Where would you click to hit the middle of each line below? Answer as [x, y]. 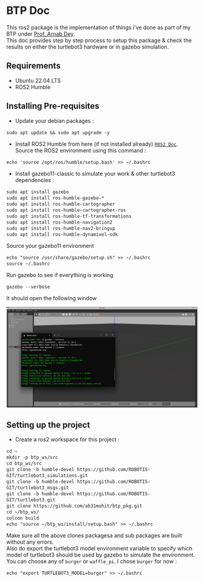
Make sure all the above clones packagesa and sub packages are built [94, 536]
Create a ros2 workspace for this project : [67, 440]
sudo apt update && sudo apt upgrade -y [58, 132]
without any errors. [30, 542]
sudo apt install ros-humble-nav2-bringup [61, 228]
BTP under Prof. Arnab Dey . [41, 33]
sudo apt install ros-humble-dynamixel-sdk [62, 235]
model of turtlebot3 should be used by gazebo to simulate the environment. [101, 555]
